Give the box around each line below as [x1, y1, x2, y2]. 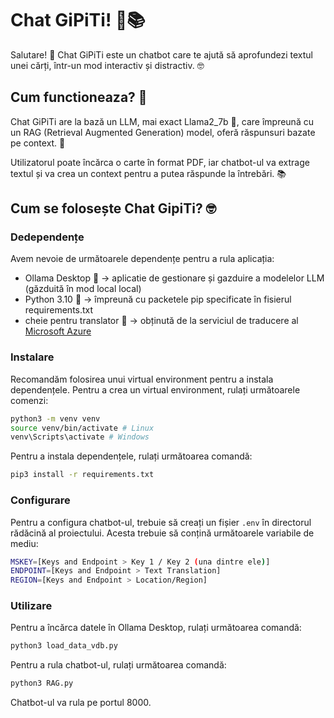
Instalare [10, 350, 55, 364]
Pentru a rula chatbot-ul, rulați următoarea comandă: [10, 659, 227, 671]
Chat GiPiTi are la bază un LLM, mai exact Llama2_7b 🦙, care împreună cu [10, 115, 314, 127]
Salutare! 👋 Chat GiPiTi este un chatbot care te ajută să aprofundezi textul [10, 48, 313, 61]
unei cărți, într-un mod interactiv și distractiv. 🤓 [10, 59, 205, 71]
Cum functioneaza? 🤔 [10, 89, 148, 106]
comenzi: [10, 394, 49, 406]
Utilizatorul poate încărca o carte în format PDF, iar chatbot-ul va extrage [10, 156, 310, 168]
